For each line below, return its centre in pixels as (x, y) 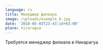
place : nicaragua (23, 28)
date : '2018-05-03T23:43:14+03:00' (42, 24)
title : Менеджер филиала (31, 14)
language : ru (19, 10)
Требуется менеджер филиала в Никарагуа (52, 42)
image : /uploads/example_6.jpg (38, 19)
